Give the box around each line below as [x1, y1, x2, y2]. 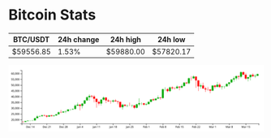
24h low [157, 35, 186, 45]
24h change [58, 35, 100, 45]
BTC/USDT [13, 35, 50, 45]
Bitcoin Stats [8, 6, 97, 24]
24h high [110, 35, 142, 45]
